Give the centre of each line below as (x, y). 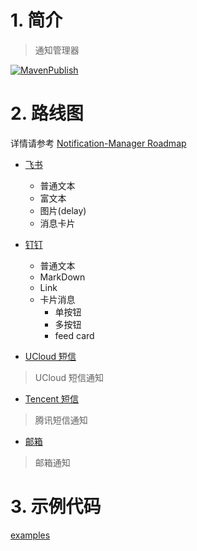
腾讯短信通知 (61, 420)
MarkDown (62, 277)
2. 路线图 (47, 113)
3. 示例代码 (56, 507)
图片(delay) (63, 210)
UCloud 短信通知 (69, 377)
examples (30, 535)
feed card (74, 335)
